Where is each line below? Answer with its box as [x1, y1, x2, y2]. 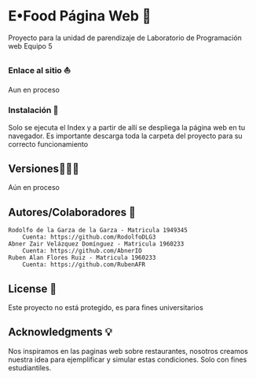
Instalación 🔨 [8, 105, 59, 116]
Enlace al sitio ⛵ [8, 64, 71, 75]
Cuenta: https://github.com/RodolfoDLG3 [22, 233, 156, 242]
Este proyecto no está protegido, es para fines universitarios [8, 302, 204, 312]
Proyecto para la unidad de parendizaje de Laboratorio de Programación [8, 33, 242, 42]
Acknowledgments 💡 [8, 326, 112, 339]
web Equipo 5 [8, 41, 53, 50]
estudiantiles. [8, 363, 52, 372]
